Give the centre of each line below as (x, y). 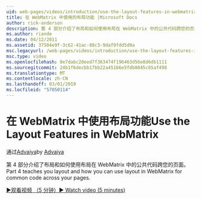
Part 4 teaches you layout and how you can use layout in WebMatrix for (94, 171)
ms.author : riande (29, 34)
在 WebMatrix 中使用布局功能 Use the (98, 121)
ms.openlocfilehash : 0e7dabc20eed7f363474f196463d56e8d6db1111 (87, 62)
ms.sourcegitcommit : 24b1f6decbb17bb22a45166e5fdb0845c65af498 (87, 67)
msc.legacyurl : (25, 51)
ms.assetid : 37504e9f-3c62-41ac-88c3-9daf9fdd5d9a (71, 46)
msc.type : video (26, 56)
